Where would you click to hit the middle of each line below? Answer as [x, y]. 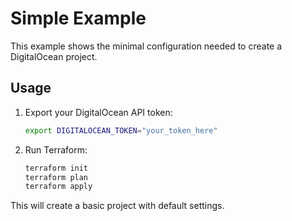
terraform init [56, 168]
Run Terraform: [56, 149]
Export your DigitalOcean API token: [98, 112]
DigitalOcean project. [54, 56]
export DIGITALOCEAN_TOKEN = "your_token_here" [121, 130]
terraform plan [56, 177]
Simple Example [78, 18]
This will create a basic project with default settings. [117, 206]
